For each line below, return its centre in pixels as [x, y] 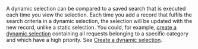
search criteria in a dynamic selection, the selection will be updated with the [99, 21]
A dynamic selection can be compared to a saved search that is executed [96, 9]
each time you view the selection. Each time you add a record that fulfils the [99, 15]
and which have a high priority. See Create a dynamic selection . [84, 40]
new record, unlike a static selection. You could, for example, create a [92, 27]
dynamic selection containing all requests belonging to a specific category [97, 34]
